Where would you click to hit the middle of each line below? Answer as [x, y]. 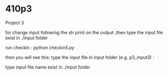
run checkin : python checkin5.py [40, 47]
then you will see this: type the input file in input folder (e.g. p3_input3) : [80, 57]
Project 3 [15, 23]
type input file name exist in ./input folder [48, 67]
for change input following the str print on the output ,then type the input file [84, 32]
